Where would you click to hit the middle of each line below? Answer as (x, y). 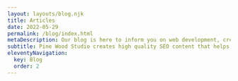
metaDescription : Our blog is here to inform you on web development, (114, 40)
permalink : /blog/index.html (50, 33)
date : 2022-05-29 (33, 27)
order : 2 (27, 66)
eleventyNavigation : (38, 54)
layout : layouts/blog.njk (45, 14)
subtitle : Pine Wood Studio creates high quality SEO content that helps (119, 46)
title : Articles (31, 20)
